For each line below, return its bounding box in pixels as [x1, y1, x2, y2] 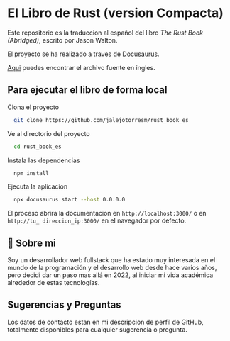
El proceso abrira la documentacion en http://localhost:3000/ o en [7, 209, 207, 218]
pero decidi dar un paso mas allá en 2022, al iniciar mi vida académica [7, 271, 214, 279]
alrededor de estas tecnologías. [7, 279, 100, 287]
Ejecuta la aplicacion [7, 182, 68, 191]
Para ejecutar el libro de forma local [7, 84, 168, 96]
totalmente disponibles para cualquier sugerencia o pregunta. [7, 325, 188, 334]
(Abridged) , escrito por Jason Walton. [7, 35, 118, 44]
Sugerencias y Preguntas [7, 299, 122, 311]
